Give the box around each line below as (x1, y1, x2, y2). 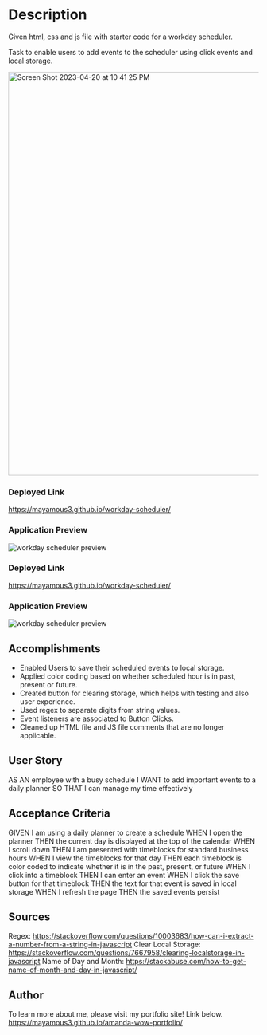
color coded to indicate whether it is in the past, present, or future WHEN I (8, 861, 251, 871)
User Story (8, 754, 63, 767)
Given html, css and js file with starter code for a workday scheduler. (8, 32, 233, 41)
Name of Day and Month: (41, 957, 125, 966)
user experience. (19, 696, 75, 706)
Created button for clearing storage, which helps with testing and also (19, 688, 249, 698)
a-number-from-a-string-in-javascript (8, 939, 133, 950)
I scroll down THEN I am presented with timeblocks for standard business (8, 844, 249, 854)
